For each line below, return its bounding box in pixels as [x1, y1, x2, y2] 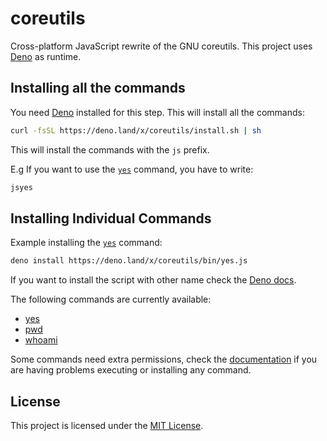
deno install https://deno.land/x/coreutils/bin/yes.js [10, 256, 248, 266]
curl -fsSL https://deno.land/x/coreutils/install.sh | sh [10, 125, 262, 136]
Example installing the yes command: [10, 237, 163, 249]
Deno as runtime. [10, 50, 82, 62]
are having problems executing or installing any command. [10, 364, 252, 376]
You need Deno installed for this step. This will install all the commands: [10, 106, 305, 118]
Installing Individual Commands [10, 210, 212, 227]
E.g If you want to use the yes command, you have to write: [10, 163, 254, 175]
